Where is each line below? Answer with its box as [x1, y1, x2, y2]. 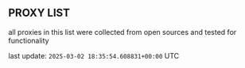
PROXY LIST [8, 6, 70, 20]
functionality [8, 36, 49, 45]
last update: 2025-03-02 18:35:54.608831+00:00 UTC [8, 51, 180, 60]
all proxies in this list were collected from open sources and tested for [8, 27, 237, 36]
